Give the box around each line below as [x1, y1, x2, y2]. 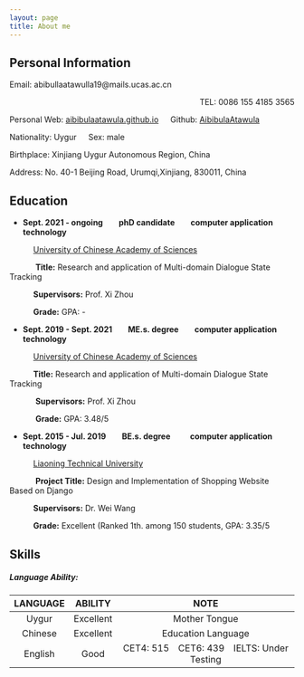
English [24, 648, 56, 661]
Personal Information [9, 55, 131, 71]
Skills [9, 547, 41, 562]
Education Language [161, 627, 251, 640]
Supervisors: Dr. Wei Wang [33, 503, 136, 514]
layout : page [9, 13, 59, 23]
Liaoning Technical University [33, 458, 143, 469]
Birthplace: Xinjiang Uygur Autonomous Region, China [9, 149, 211, 160]
